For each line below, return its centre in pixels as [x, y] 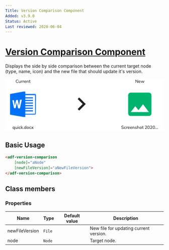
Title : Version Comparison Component [45, 11]
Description [125, 218]
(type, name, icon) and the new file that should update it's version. [74, 72]
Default [72, 215]
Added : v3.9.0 [20, 16]
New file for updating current [120, 228]
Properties [18, 203]
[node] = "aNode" [30, 162]
